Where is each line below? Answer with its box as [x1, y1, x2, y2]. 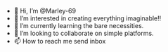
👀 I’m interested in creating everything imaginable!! [13, 14, 162, 22]
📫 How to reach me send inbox [13, 37, 106, 45]
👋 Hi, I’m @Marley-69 [13, 7, 76, 15]
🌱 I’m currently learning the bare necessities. [13, 22, 144, 30]
